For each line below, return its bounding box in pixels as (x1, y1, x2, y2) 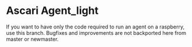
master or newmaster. (6, 35, 59, 42)
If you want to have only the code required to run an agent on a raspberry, (6, 23, 185, 30)
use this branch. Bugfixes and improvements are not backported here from (6, 29, 186, 36)
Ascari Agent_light (6, 4, 99, 17)
